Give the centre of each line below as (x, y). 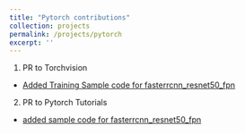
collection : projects (50, 26)
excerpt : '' (31, 42)
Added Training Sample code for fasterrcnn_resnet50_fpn (129, 85)
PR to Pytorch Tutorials (65, 103)
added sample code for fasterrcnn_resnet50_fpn (112, 120)
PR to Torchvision (55, 68)
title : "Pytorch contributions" (70, 17)
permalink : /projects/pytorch (66, 34)
